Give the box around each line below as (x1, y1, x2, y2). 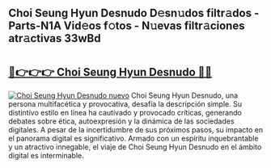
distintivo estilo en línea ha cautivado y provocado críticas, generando (8, 108, 243, 117)
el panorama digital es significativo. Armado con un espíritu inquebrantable (8, 133, 259, 143)
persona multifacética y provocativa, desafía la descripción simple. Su (8, 99, 243, 108)
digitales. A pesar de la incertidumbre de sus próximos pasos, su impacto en (8, 125, 264, 134)
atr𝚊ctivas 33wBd (8, 31, 101, 45)
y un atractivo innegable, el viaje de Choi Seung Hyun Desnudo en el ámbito (8, 142, 262, 152)
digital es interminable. (8, 151, 84, 160)
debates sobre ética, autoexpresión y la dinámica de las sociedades (8, 116, 235, 126)
